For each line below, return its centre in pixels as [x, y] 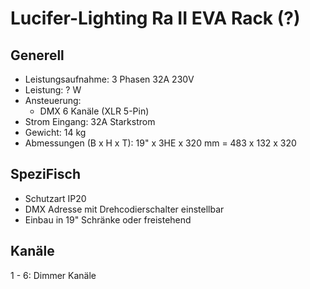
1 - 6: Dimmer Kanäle [53, 275]
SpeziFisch [46, 174]
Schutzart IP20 [55, 198]
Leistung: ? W [53, 90]
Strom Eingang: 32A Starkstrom [90, 121]
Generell [37, 55]
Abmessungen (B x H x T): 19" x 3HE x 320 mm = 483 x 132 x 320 [160, 143]
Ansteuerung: [53, 100]
